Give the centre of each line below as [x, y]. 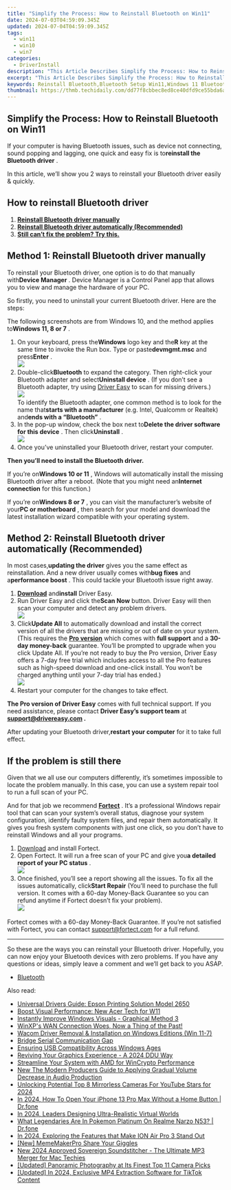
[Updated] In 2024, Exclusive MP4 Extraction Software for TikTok [109, 1173]
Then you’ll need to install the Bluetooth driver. [76, 460]
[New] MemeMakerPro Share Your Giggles [77, 1143]
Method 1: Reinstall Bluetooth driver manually [107, 256]
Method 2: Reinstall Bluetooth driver [86, 538]
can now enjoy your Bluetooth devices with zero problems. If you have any [113, 957]
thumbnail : [23, 90]
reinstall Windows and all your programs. [65, 835]
